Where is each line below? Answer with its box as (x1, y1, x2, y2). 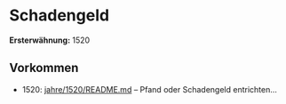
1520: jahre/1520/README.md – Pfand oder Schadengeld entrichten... (21, 84, 278, 94)
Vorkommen (9, 60, 79, 76)
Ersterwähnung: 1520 (9, 35, 91, 45)
